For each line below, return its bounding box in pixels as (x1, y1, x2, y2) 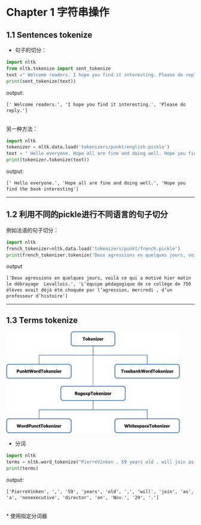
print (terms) (6, 466, 39, 472)
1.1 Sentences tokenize (6, 29, 93, 40)
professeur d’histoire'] (6, 293, 68, 299)
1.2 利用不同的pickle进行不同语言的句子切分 (6, 210, 168, 220)
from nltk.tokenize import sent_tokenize (6, 65, 111, 71)
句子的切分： (14, 46, 47, 53)
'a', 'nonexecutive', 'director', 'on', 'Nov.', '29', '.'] (6, 494, 160, 500)
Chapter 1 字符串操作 (6, 5, 109, 19)
